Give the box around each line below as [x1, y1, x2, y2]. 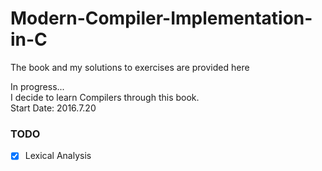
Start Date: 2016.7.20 [10, 102, 97, 114]
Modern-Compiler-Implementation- [10, 7, 313, 30]
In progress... [10, 80, 65, 92]
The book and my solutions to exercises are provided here [10, 61, 250, 73]
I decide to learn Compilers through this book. [10, 91, 200, 103]
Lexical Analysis [24, 150, 92, 162]
